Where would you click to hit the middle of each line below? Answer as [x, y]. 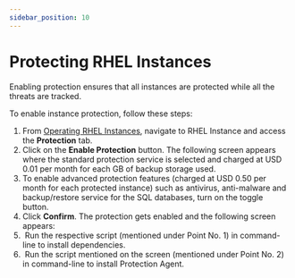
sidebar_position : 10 [50, 17]
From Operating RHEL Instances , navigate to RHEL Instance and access [154, 131]
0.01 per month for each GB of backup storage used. [119, 168]
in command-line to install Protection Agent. [103, 264]
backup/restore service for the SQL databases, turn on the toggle [143, 197]
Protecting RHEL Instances [110, 61]
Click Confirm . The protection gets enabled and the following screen [149, 216]
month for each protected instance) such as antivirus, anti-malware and [154, 188]
